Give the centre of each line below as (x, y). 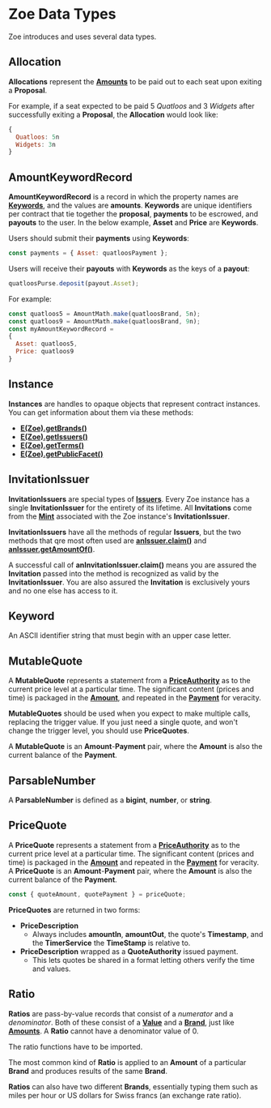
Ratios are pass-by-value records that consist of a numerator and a (121, 1013)
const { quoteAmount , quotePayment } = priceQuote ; (97, 894)
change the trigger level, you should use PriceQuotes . (99, 731)
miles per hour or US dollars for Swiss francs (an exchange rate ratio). (125, 1095)
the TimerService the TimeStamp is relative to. (111, 943)
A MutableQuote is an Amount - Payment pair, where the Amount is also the (135, 747)
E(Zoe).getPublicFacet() (61, 454)
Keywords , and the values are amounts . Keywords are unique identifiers (130, 205)
